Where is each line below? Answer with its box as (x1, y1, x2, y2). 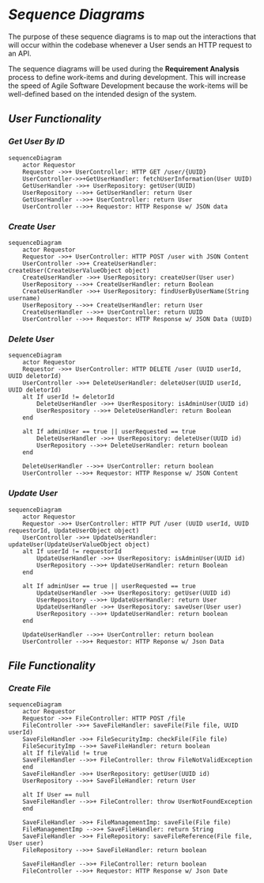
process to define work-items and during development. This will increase (8, 72, 247, 82)
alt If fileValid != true (22, 749, 108, 758)
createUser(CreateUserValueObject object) (8, 266, 150, 274)
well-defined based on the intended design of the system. (8, 89, 198, 98)
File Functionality (8, 659, 96, 672)
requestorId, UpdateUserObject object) (8, 526, 140, 534)
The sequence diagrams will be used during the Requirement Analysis (8, 63, 239, 73)
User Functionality (8, 113, 101, 126)
